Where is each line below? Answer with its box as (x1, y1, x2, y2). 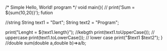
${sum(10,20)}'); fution (5, 10, 53, 16)
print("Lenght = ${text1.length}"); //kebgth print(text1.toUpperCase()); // (5, 29, 155, 35)
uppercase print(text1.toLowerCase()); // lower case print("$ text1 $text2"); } (5, 35, 163, 40)
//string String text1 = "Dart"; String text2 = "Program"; (5, 20, 119, 25)
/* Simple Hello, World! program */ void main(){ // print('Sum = (5, 5, 135, 10)
